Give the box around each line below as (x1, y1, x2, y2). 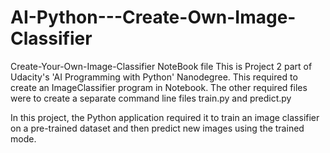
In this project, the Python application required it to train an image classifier (10, 111, 320, 123)
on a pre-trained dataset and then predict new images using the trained (10, 122, 305, 134)
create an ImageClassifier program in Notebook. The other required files (10, 81, 308, 93)
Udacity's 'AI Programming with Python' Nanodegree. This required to (10, 71, 298, 83)
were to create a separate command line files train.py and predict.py (10, 92, 292, 104)
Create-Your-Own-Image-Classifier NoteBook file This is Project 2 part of (10, 60, 313, 72)
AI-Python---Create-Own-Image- (10, 6, 297, 29)
